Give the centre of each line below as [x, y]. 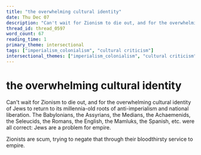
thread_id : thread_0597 [36, 28]
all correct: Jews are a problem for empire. [59, 127]
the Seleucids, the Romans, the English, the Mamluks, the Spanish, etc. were [100, 121]
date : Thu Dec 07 [28, 17]
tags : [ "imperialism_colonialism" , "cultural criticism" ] [80, 51]
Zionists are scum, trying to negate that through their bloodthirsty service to [100, 139]
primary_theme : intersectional [45, 45]
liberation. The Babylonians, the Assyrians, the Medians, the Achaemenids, [98, 114]
